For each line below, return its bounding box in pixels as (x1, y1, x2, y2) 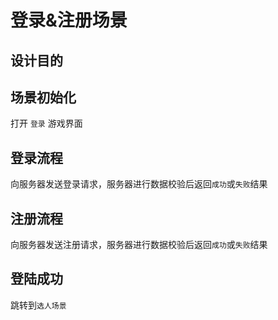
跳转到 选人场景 (10, 299, 67, 311)
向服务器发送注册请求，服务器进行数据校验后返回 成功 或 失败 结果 (10, 239, 268, 251)
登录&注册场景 (10, 9, 128, 32)
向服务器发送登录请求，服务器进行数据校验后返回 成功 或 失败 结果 (10, 178, 268, 190)
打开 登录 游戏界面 (10, 117, 83, 130)
